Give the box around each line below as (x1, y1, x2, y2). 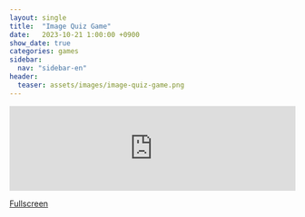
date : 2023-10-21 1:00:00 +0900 (9, 30, 141, 39)
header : (9, 72, 39, 81)
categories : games (9, 47, 79, 56)
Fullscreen (9, 198, 48, 209)
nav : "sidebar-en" (17, 64, 88, 73)
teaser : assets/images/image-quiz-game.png (17, 80, 184, 90)
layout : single (9, 13, 67, 23)
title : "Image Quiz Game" (9, 22, 112, 31)
